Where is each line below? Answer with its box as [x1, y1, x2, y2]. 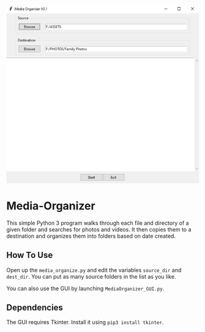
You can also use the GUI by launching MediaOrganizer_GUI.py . [6, 284, 165, 292]
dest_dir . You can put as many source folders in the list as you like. [6, 273, 176, 280]
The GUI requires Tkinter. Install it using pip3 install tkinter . [6, 319, 164, 326]
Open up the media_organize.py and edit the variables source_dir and [6, 266, 182, 274]
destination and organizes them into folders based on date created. [6, 232, 176, 240]
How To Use [6, 250, 53, 260]
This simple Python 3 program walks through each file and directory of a [6, 219, 189, 227]
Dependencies [6, 302, 63, 312]
